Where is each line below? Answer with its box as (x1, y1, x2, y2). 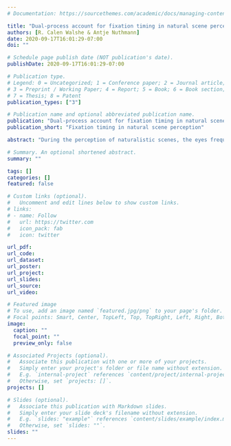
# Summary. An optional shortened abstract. (7, 149, 137, 156)
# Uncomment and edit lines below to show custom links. (7, 199, 180, 207)
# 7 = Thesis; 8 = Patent (7, 92, 81, 99)
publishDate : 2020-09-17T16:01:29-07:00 (7, 61, 125, 68)
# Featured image (7, 301, 57, 308)
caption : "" (13, 327, 48, 334)
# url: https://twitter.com (7, 219, 94, 225)
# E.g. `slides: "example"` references (7, 416, 128, 423)
